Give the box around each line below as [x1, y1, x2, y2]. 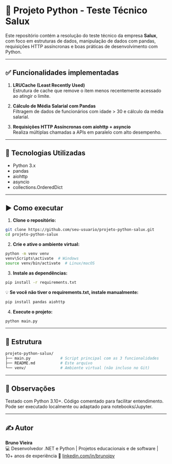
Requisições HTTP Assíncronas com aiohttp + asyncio [12, 123, 131, 130]
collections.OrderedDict [12, 184, 63, 190]
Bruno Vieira [5, 440, 33, 446]
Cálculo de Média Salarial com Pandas [12, 102, 96, 109]
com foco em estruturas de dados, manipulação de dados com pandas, [5, 38, 156, 44]
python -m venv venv [5, 251, 50, 257]
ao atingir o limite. [12, 93, 51, 99]
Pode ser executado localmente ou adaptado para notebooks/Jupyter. [5, 403, 153, 409]
